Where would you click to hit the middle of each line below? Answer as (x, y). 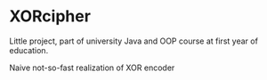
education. (29, 50)
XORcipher (50, 16)
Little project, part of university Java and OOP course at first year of (133, 41)
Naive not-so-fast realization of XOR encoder (92, 68)
